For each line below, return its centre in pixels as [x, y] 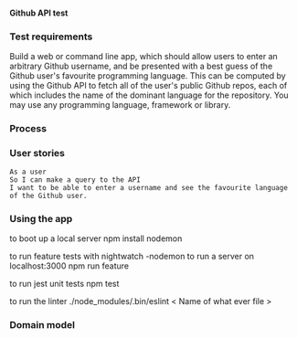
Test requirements [51, 37]
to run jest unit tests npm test [64, 284]
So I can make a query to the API [75, 180]
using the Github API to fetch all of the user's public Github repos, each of [148, 85]
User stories [37, 153]
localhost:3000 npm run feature [69, 266]
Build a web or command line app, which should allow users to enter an [144, 56]
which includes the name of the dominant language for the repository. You [149, 95]
